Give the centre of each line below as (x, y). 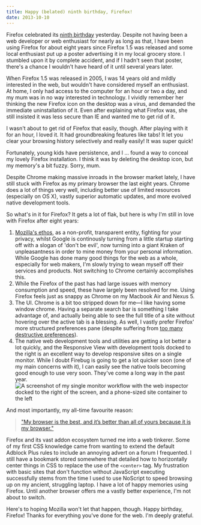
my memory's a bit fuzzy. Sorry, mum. (53, 165)
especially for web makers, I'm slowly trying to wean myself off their (99, 264)
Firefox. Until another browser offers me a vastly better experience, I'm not (98, 491)
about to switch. (26, 497)
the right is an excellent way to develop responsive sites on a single (98, 354)
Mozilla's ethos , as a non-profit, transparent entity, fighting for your (98, 232)
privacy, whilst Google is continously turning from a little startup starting (104, 239)
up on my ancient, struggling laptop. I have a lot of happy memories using (97, 484)
